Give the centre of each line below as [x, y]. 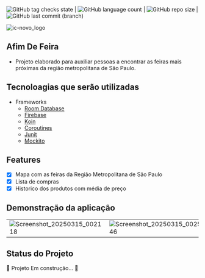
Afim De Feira [33, 47]
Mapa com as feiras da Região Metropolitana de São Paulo [89, 174]
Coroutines [38, 127]
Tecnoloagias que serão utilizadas [73, 87]
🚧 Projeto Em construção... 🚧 [42, 268]
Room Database [44, 108]
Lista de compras [37, 181]
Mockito [34, 141]
